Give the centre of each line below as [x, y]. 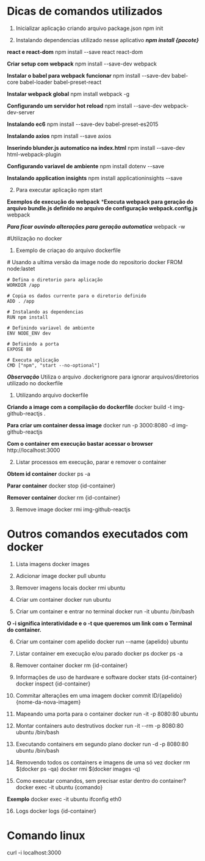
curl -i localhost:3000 [34, 852]
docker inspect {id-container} [53, 684]
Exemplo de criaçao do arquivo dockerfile [68, 250]
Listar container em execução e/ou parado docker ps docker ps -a [99, 653]
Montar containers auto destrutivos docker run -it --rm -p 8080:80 [99, 725]
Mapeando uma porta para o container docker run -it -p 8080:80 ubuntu [107, 714]
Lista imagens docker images [53, 564]
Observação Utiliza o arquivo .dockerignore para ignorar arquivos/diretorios [103, 377]
